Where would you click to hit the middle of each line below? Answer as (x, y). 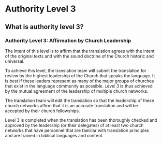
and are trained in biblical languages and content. (54, 135)
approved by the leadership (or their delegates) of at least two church (74, 125)
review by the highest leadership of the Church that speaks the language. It (80, 75)
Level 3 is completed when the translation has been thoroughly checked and (81, 120)
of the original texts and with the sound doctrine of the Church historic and (79, 56)
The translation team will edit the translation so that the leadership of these (80, 100)
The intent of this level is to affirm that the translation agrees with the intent (80, 51)
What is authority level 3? (44, 27)
